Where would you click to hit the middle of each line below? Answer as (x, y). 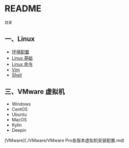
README (23, 9)
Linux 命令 (22, 64)
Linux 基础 (22, 58)
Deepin (19, 130)
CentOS (20, 109)
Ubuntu (19, 114)
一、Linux (20, 39)
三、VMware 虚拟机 (35, 92)
